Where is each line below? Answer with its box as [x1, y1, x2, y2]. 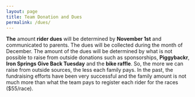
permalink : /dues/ [6, 19, 51, 25]
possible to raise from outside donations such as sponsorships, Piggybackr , [6, 54, 190, 61]
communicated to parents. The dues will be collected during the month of [6, 41, 183, 49]
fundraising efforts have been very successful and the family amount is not [6, 72, 187, 79]
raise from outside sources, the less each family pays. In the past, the [6, 67, 173, 74]
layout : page [6, 8, 38, 15]
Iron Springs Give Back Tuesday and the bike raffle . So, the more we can [6, 60, 184, 67]
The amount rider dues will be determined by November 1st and [6, 36, 162, 43]
